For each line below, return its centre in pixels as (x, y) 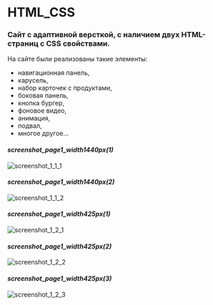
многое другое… (43, 133)
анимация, (34, 118)
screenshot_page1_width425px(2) (60, 246)
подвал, (30, 126)
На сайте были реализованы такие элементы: (78, 59)
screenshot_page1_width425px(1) (59, 214)
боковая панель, (43, 95)
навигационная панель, (54, 73)
